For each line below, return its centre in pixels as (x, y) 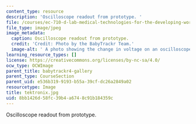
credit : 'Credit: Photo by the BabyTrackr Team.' (73, 44)
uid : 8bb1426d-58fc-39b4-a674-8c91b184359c (60, 98)
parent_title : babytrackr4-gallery (49, 71)
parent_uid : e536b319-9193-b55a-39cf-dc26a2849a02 (69, 82)
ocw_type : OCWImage (30, 65)
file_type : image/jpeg (34, 28)
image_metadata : (26, 33)
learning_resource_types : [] (41, 55)
